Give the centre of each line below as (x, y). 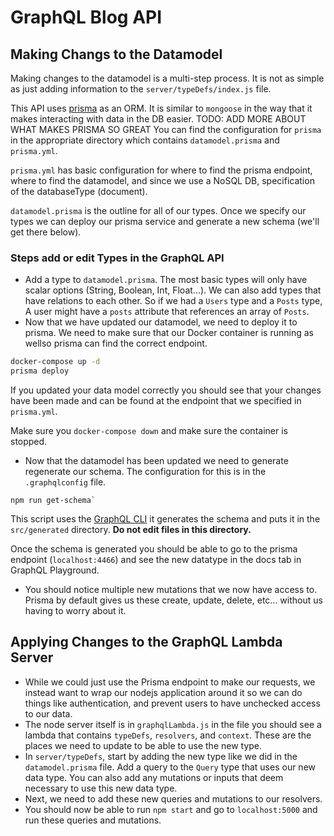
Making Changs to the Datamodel (116, 54)
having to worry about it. (75, 611)
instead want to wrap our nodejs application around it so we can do (163, 692)
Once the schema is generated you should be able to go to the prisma (154, 549)
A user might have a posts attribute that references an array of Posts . (167, 312)
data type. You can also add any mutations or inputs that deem (154, 777)
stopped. (29, 442)
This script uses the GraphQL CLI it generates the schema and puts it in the (165, 519)
